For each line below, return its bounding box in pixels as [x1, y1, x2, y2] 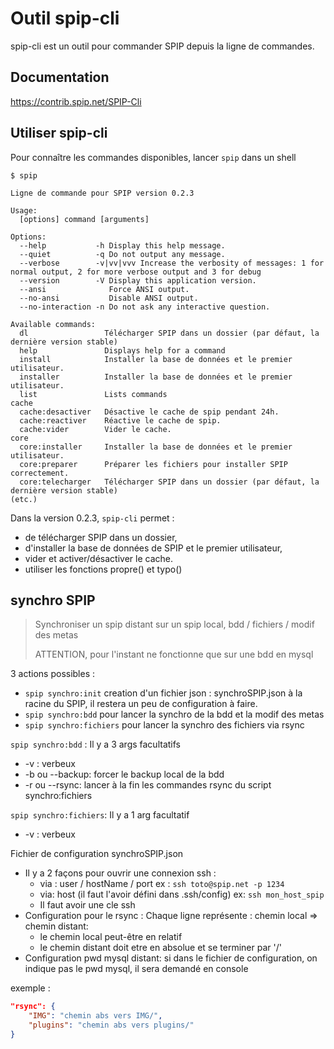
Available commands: [10, 319, 97, 329]
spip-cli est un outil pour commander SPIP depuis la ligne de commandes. [10, 40, 315, 52]
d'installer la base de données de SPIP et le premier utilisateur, [24, 542, 283, 554]
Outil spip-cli [10, 7, 120, 30]
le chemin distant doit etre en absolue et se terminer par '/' [39, 942, 282, 954]
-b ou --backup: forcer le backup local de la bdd [24, 768, 225, 781]
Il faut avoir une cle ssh [39, 899, 136, 911]
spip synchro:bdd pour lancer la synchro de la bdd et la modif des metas [24, 708, 325, 721]
